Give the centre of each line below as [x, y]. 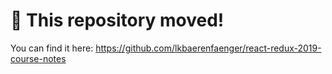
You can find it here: [52, 48]
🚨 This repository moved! [117, 20]
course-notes [38, 58]
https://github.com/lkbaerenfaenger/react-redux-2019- [208, 48]
